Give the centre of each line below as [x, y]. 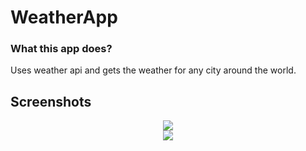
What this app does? [61, 49]
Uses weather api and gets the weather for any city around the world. [153, 70]
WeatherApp [64, 17]
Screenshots [51, 101]
